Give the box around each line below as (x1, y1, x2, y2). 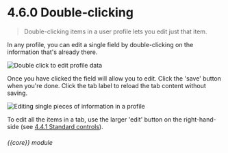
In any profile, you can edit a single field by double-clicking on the (7, 40, 194, 48)
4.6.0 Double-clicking (7, 5, 134, 20)
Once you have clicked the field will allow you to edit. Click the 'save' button (7, 74, 221, 83)
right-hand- (183, 115, 217, 124)
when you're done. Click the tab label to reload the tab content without (7, 81, 207, 89)
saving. (7, 89, 28, 97)
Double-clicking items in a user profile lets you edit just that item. (23, 27, 207, 36)
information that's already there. (7, 48, 98, 56)
